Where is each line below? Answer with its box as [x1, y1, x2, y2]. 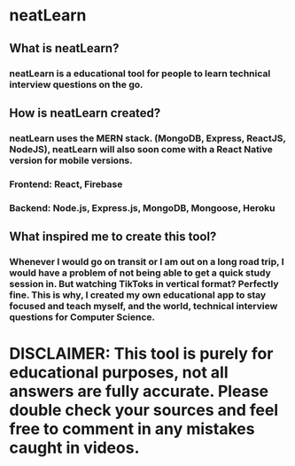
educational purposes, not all [9, 362, 229, 383]
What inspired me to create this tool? [9, 229, 217, 245]
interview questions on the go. [9, 78, 144, 90]
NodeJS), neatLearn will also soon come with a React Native [9, 143, 273, 155]
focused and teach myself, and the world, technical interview [9, 299, 278, 312]
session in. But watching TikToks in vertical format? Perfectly [9, 277, 279, 290]
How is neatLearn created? [9, 105, 161, 120]
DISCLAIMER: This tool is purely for [9, 344, 274, 364]
